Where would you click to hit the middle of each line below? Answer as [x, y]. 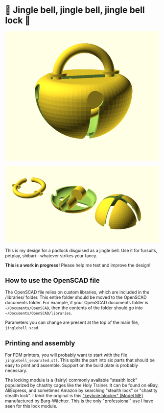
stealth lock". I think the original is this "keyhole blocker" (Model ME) [74, 396]
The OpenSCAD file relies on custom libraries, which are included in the [77, 292]
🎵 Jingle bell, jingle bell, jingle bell [75, 10]
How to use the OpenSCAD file [53, 280]
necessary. [16, 371]
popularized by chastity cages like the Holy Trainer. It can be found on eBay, [82, 385]
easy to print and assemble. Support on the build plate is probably [72, 365]
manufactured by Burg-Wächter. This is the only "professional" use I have [79, 401]
